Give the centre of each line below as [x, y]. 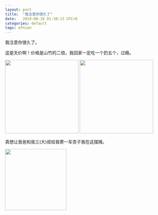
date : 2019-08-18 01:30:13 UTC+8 [41, 19]
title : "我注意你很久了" [29, 14]
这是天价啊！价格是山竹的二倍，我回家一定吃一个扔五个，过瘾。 [69, 53]
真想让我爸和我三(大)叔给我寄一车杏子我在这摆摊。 [56, 142]
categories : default [26, 23]
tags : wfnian [18, 28]
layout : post [18, 10]
